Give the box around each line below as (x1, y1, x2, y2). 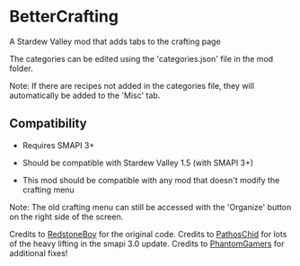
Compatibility (9, 116, 87, 131)
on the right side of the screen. (9, 211, 124, 222)
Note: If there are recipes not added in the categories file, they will (9, 80, 254, 91)
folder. (9, 63, 33, 74)
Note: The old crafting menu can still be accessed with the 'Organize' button (9, 201, 292, 212)
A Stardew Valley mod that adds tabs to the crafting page (9, 36, 222, 47)
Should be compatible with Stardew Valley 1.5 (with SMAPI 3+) (22, 157, 254, 168)
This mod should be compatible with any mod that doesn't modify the (22, 174, 280, 185)
